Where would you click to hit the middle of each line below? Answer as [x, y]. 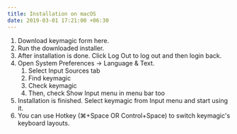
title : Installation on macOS [52, 14]
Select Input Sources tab [64, 71]
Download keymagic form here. [63, 40]
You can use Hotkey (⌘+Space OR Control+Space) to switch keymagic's [124, 115]
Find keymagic [50, 78]
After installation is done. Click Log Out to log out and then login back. [120, 55]
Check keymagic [53, 85]
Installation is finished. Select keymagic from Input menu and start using [123, 100]
